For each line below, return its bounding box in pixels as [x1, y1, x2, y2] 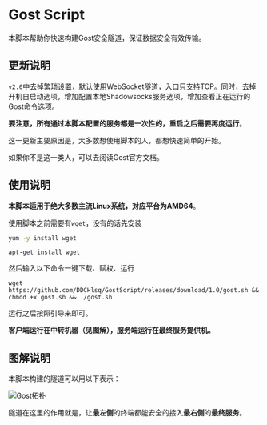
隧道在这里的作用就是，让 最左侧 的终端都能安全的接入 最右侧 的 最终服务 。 [8, 408, 246, 418]
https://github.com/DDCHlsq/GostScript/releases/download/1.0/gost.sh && [8, 287, 260, 295]
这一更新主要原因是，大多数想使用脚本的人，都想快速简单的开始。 [8, 135, 225, 145]
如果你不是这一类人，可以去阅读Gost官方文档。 [8, 152, 164, 162]
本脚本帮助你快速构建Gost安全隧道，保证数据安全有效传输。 [8, 33, 206, 42]
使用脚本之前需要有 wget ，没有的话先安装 [8, 218, 142, 227]
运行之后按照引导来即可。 [8, 308, 93, 318]
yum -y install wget [8, 234, 78, 242]
